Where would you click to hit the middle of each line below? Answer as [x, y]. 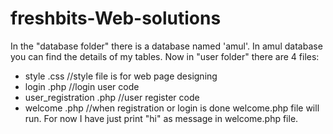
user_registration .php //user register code [112, 97]
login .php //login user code [82, 86]
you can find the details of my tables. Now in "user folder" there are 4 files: [165, 56]
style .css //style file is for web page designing [121, 76]
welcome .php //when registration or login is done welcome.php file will [172, 108]
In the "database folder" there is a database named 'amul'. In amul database [166, 46]
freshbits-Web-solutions [116, 18]
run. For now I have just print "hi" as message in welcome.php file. [161, 118]
